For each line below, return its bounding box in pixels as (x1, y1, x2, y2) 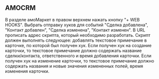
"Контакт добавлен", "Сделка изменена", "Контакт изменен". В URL (5, 27, 145, 33)
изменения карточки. (5, 68, 50, 74)
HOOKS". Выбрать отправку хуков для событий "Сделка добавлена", (5, 22, 148, 28)
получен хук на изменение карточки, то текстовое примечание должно (5, 58, 155, 63)
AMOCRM (5, 4, 36, 12)
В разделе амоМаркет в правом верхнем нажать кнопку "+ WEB (5, 16, 140, 22)
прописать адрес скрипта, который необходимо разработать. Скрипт (5, 32, 151, 38)
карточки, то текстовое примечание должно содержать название (5, 47, 142, 53)
